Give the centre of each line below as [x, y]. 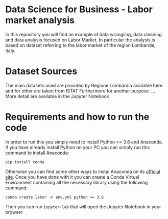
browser [14, 212]
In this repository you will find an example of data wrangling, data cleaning [83, 34]
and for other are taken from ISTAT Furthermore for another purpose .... [80, 91]
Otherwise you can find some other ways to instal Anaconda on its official [83, 172]
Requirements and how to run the [77, 117]
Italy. [10, 51]
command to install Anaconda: [37, 153]
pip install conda [25, 162]
